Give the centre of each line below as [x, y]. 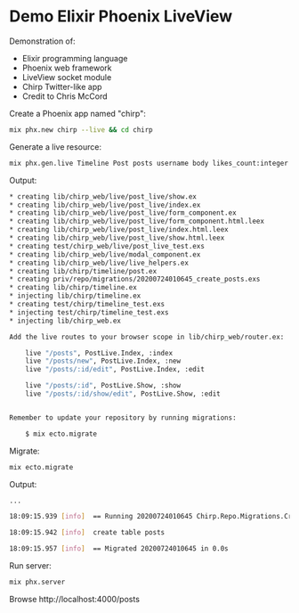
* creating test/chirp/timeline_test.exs [87, 305]
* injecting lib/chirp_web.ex [65, 321]
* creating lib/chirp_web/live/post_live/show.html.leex [117, 238]
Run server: [30, 566]
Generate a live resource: [56, 147]
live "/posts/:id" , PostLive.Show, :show [103, 386]
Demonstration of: [42, 41]
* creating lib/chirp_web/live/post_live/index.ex [105, 205]
